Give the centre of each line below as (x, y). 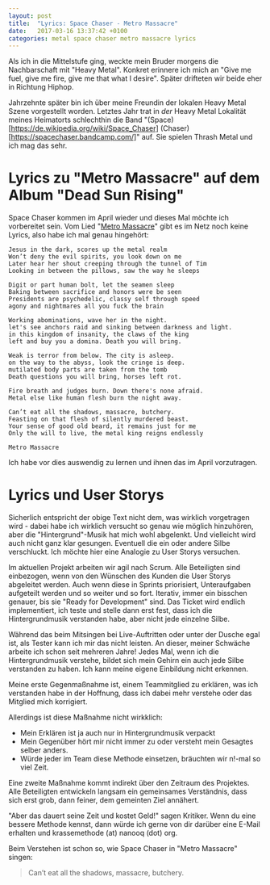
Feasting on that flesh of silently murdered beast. (99, 419)
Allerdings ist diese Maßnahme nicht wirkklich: (85, 717)
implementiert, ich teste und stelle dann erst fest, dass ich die (110, 610)
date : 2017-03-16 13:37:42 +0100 (68, 31)
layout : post (30, 16)
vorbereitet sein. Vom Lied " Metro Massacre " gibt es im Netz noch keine (128, 226)
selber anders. (44, 750)
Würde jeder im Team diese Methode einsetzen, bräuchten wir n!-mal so (140, 759)
